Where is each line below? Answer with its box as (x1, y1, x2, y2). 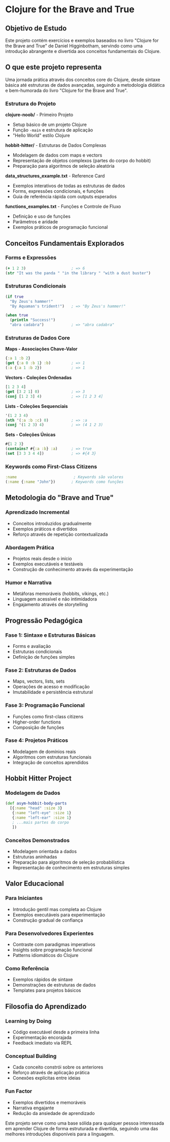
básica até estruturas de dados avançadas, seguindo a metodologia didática (5, 82, 165, 88)
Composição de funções (12, 724, 64, 730)
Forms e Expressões (5, 254, 57, 261)
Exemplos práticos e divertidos (12, 526, 78, 532)
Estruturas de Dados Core (5, 334, 70, 342)
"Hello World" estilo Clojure (12, 133, 70, 139)
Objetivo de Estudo (5, 24, 67, 33)
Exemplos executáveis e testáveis (12, 561, 83, 567)
